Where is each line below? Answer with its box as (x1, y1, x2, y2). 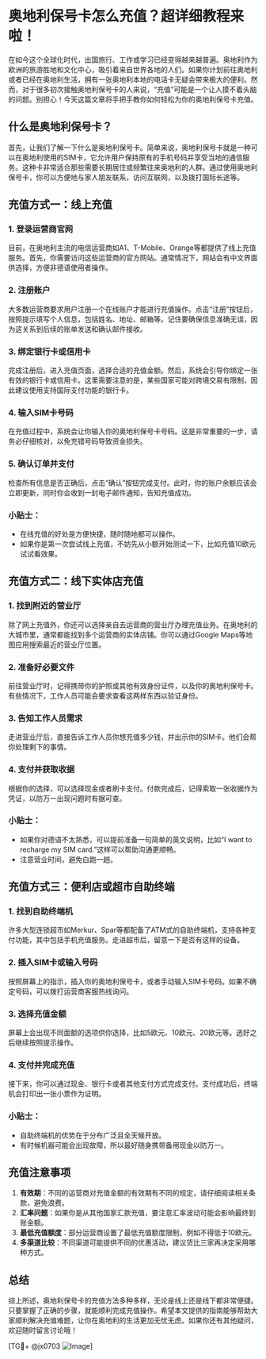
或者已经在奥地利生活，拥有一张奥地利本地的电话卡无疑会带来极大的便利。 (8, 75, 251, 84)
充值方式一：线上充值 (8, 198, 112, 211)
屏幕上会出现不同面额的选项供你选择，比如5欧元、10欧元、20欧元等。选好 (8, 1028, 251, 1038)
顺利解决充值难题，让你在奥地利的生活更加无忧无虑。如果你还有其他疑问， (14, 1315, 258, 1326)
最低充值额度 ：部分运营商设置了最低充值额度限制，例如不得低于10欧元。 (19, 1228, 256, 1238)
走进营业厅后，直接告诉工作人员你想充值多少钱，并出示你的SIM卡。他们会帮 (8, 732, 257, 742)
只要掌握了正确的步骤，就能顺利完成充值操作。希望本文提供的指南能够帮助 (8, 1306, 251, 1315)
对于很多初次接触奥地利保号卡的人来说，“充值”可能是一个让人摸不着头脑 (21, 84, 257, 94)
